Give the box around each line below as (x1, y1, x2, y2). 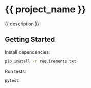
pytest (5, 78, 19, 83)
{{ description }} (5, 20, 39, 27)
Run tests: (5, 68, 26, 74)
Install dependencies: (5, 49, 50, 55)
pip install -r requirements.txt (5, 59, 77, 64)
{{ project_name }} (5, 4, 86, 15)
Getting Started (5, 35, 56, 44)
